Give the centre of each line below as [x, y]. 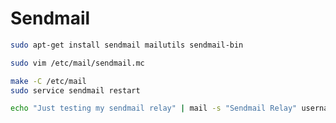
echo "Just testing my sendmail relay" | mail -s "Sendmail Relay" [154, 108]
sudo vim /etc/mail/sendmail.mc [77, 63]
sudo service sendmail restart [75, 90]
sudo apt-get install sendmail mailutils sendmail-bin [127, 45]
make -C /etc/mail [48, 81]
